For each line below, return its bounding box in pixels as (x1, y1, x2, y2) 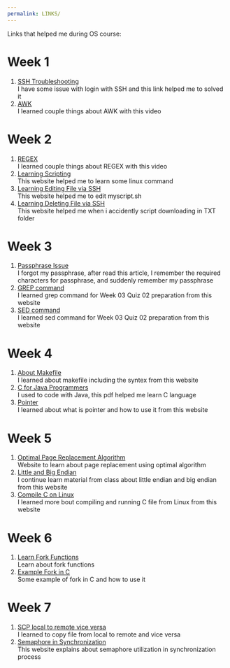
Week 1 (7, 54, 50, 70)
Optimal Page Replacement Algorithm (17, 453, 126, 462)
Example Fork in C (17, 568, 71, 576)
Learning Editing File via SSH (17, 184, 101, 192)
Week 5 (7, 430, 52, 446)
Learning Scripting (17, 169, 71, 178)
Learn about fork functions (17, 560, 95, 569)
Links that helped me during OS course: (7, 29, 122, 38)
